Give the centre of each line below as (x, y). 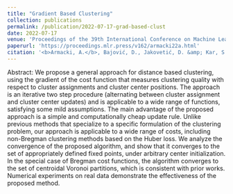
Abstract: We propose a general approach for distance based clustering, (111, 72)
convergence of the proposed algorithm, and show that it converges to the (114, 146)
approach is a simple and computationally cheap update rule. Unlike (104, 116)
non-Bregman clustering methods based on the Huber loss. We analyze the (115, 138)
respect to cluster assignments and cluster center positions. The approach (114, 87)
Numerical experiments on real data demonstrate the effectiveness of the (112, 175)
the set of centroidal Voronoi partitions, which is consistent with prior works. (116, 168)
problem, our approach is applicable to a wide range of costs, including (109, 131)
